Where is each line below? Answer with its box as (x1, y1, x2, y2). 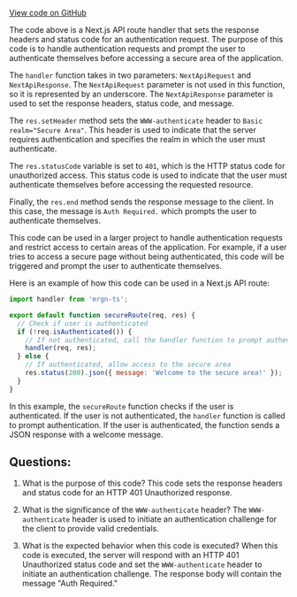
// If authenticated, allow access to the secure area (25, 360, 232, 370)
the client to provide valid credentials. (21, 524, 159, 534)
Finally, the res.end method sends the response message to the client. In (9, 196, 274, 207)
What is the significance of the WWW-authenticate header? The (21, 504, 247, 516)
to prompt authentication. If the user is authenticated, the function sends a (9, 419, 280, 430)
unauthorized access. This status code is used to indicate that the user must (9, 170, 287, 180)
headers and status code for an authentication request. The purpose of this (9, 34, 284, 44)
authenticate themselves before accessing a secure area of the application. (9, 53, 285, 63)
